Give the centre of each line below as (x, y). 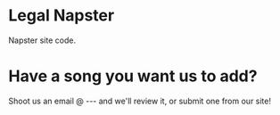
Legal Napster (62, 16)
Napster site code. (42, 40)
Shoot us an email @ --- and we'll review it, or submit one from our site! (140, 101)
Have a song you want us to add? (133, 76)
